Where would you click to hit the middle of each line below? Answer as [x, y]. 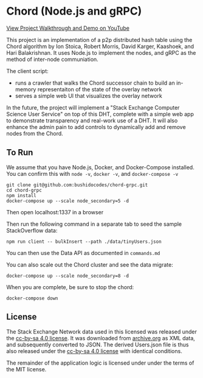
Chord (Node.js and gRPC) [74, 11]
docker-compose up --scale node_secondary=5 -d [68, 201]
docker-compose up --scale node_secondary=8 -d [68, 276]
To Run [20, 152]
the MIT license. [26, 369]
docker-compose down [33, 298]
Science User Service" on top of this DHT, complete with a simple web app [100, 114]
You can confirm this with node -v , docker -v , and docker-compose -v [92, 173]
